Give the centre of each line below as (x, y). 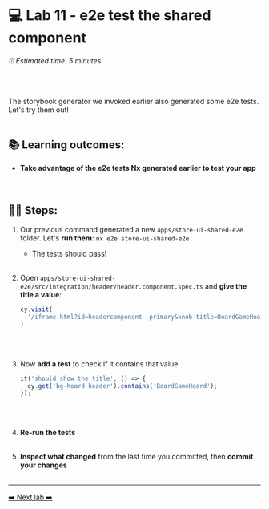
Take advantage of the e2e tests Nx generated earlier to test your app (138, 168)
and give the (226, 286)
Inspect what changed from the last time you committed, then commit (137, 457)
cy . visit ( (36, 309)
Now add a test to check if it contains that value (99, 364)
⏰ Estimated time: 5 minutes (55, 60)
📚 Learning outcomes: (66, 145)
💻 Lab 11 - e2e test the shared (110, 16)
